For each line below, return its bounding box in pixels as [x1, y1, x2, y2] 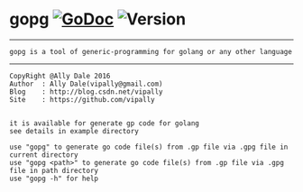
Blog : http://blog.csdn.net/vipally [9, 87, 164, 96]
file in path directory [9, 166, 99, 175]
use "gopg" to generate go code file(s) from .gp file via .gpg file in [9, 142, 289, 151]
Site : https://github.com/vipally [9, 95, 155, 104]
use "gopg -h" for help [9, 174, 99, 183]
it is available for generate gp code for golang [9, 118, 200, 128]
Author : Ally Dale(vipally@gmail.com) [9, 79, 164, 88]
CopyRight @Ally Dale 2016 [9, 71, 111, 80]
